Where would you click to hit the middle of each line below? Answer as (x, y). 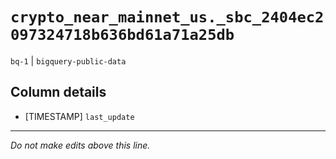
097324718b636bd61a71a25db (122, 35)
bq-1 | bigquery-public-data (68, 60)
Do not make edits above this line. (80, 145)
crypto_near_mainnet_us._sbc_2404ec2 (167, 17)
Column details (58, 92)
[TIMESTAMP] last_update (79, 116)
